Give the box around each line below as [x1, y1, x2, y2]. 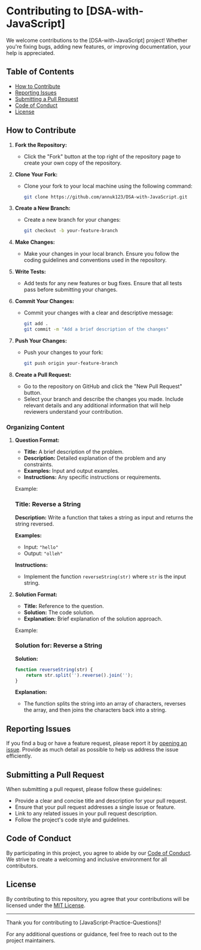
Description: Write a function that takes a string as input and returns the [14, 514, 193, 521]
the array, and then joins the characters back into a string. [23, 707, 167, 714]
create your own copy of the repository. [23, 159, 122, 166]
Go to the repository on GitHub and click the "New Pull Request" [23, 383, 182, 390]
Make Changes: [14, 239, 56, 246]
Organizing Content [6, 423, 65, 431]
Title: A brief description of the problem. [23, 448, 124, 456]
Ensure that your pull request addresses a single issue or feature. [14, 804, 176, 811]
